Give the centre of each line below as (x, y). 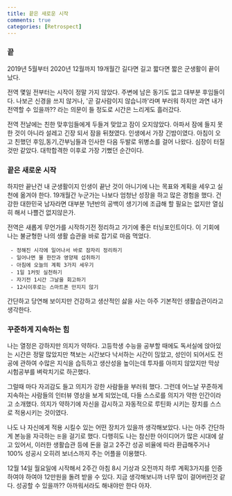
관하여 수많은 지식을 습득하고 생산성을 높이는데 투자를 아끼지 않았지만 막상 (120, 363)
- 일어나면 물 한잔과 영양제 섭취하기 (55, 258)
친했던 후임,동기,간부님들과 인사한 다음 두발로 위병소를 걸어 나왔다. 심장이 (113, 141)
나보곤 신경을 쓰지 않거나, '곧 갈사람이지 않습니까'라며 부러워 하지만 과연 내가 (119, 101)
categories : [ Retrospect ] (44, 26)
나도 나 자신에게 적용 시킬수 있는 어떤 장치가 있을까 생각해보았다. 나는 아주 (107, 427)
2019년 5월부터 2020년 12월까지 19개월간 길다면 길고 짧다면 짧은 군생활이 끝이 (114, 68)
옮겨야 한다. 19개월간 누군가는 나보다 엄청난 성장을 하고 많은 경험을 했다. (117, 195)
